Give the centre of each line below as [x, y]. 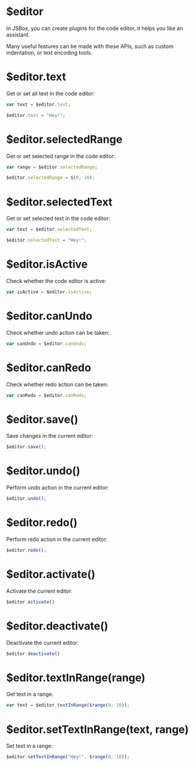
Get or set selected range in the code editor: [61, 156]
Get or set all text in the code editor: [50, 93]
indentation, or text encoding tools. [49, 52]
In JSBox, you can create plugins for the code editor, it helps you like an [95, 28]
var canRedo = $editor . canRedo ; [46, 395]
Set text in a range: [29, 746]
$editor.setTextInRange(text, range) [98, 729]
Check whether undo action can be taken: [58, 332]
